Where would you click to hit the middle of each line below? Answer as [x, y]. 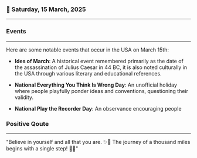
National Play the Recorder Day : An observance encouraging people [98, 108]
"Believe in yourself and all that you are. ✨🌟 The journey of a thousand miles [98, 142]
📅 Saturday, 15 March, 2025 [46, 9]
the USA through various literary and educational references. [88, 73]
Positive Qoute [28, 123]
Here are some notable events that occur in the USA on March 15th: [87, 50]
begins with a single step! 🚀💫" [42, 148]
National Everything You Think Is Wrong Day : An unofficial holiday [96, 85]
